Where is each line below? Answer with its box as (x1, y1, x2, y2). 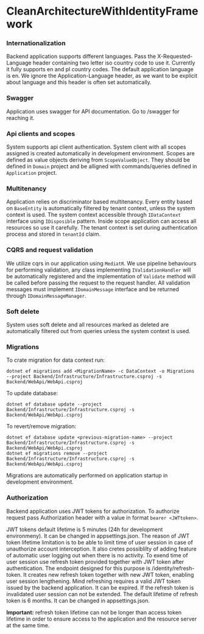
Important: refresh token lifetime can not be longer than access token (6, 608, 182, 616)
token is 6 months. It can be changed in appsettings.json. (6, 597, 150, 604)
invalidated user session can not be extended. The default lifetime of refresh (6, 590, 198, 597)
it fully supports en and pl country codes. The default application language (6, 66, 194, 73)
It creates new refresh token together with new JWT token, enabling (23, 571, 194, 578)
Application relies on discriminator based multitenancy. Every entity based (6, 198, 193, 205)
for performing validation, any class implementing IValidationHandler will (6, 266, 191, 273)
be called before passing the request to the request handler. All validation (6, 279, 191, 286)
